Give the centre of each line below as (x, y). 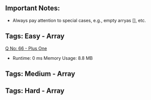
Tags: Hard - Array (35, 91)
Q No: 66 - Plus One (26, 48)
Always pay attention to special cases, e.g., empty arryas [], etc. (79, 20)
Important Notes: (33, 8)
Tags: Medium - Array (40, 74)
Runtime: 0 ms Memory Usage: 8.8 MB (53, 58)
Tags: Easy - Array (35, 36)
